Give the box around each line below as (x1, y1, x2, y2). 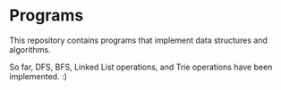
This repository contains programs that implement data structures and (9, 35, 268, 45)
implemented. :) (9, 70, 67, 81)
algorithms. (9, 44, 51, 54)
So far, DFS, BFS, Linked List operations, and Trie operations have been (9, 61, 273, 72)
